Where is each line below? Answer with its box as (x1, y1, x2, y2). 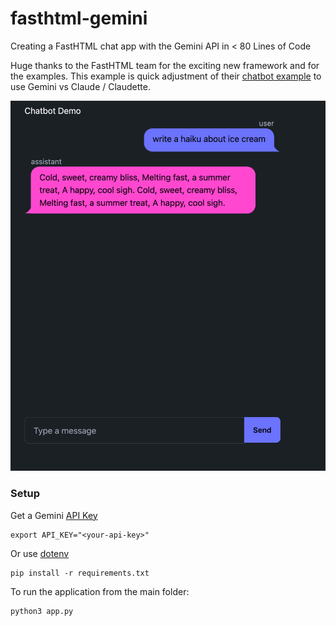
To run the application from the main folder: (10, 585, 190, 597)
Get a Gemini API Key (10, 509, 98, 521)
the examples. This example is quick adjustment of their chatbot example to (10, 70, 322, 82)
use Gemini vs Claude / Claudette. (10, 80, 151, 92)
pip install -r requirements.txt (10, 568, 150, 578)
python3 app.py (10, 606, 74, 616)
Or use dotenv (10, 547, 70, 559)
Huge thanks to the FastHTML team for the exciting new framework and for (10, 59, 320, 71)
